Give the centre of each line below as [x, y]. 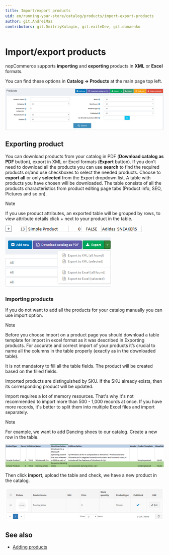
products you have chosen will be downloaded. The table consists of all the [83, 183]
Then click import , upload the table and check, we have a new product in [81, 475]
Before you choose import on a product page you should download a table [82, 335]
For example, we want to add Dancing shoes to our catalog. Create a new [81, 432]
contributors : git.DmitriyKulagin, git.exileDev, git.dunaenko [73, 27]
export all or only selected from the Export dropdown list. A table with [78, 178]
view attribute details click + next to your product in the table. [69, 219]
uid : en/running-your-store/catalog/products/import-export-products [80, 16]
